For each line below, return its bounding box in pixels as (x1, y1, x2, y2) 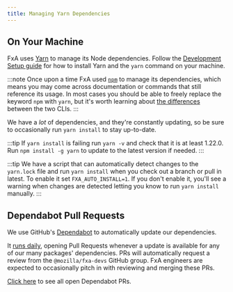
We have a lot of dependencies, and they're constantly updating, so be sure (7, 118, 225, 127)
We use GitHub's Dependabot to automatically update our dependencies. (7, 228, 217, 236)
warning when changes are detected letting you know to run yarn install (7, 182, 219, 190)
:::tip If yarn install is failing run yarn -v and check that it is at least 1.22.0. (7, 139, 224, 147)
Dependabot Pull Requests (7, 209, 125, 221)
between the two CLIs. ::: (7, 105, 79, 113)
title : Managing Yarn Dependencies (7, 10, 111, 17)
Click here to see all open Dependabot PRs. (7, 277, 132, 286)
